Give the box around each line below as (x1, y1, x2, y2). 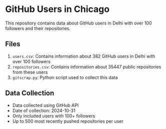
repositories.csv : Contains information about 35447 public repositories (12, 63, 161, 69)
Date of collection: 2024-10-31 (12, 107, 76, 113)
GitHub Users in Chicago (5, 3, 110, 15)
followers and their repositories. (5, 25, 71, 31)
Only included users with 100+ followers (12, 112, 95, 118)
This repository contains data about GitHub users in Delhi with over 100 (5, 20, 152, 26)
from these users (12, 69, 48, 75)
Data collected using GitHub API (12, 102, 79, 108)
